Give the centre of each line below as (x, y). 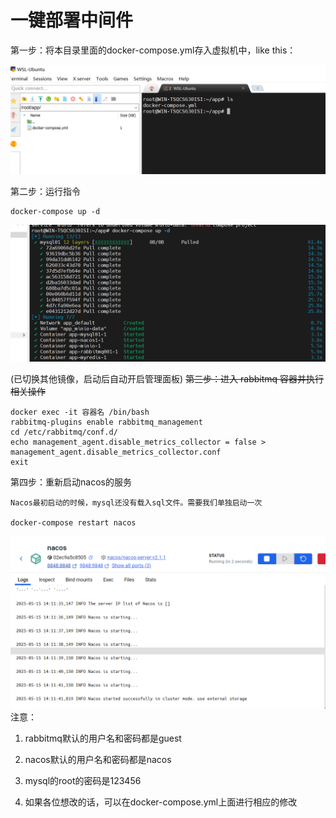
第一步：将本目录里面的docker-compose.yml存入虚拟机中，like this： (153, 50)
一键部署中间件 (72, 20)
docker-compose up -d (55, 212)
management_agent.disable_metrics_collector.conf (116, 452)
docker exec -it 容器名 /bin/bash (80, 412)
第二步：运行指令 (45, 192)
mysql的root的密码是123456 (83, 781)
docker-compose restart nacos (73, 522)
